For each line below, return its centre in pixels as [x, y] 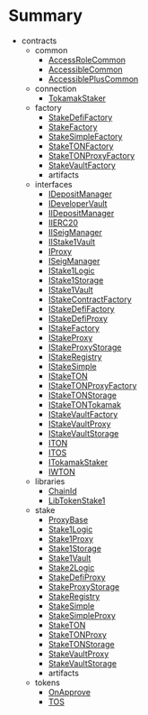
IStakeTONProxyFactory [92, 385]
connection [56, 88]
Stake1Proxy [71, 538]
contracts [39, 41]
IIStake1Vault [72, 242]
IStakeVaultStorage [83, 433]
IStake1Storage [76, 280]
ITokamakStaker [78, 462]
